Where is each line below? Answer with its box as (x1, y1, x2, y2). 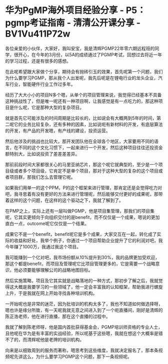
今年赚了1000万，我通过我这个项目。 (5, 244, 81, 250)
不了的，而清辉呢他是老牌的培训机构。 (5, 336, 84, 342)
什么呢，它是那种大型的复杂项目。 (13, 104, 84, 110)
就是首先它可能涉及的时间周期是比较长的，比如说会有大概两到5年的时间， (5, 115, 157, 121)
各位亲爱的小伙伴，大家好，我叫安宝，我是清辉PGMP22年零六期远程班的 (5, 45, 155, 51)
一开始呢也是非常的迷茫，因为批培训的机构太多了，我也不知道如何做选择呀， (5, 301, 163, 307)
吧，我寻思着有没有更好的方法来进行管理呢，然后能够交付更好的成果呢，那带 (5, 191, 163, 197)
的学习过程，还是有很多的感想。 (5, 58, 71, 64)
